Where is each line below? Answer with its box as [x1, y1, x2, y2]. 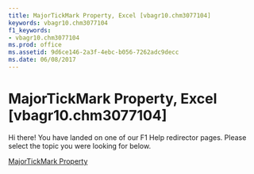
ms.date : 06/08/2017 [8, 56, 77, 64]
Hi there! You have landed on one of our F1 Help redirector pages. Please [8, 132, 247, 142]
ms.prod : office [8, 41, 62, 49]
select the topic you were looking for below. [8, 141, 152, 150]
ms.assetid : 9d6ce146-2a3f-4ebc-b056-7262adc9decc [8, 48, 179, 56]
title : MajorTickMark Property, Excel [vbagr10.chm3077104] [8, 11, 212, 20]
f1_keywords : [8, 26, 52, 34]
